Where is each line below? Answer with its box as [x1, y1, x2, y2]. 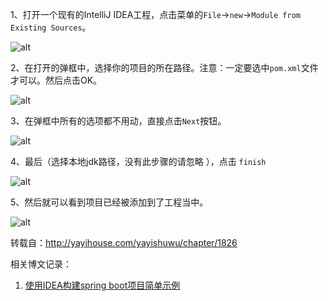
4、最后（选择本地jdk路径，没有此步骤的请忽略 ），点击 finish [10, 156, 267, 167]
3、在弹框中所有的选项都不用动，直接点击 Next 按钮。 [10, 115, 227, 127]
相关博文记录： [10, 258, 72, 270]
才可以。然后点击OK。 [10, 74, 103, 86]
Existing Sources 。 [10, 21, 92, 33]
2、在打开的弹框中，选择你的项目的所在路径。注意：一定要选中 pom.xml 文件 [10, 62, 319, 73]
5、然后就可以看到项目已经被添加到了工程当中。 [10, 196, 209, 208]
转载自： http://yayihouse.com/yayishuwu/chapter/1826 [10, 237, 238, 248]
